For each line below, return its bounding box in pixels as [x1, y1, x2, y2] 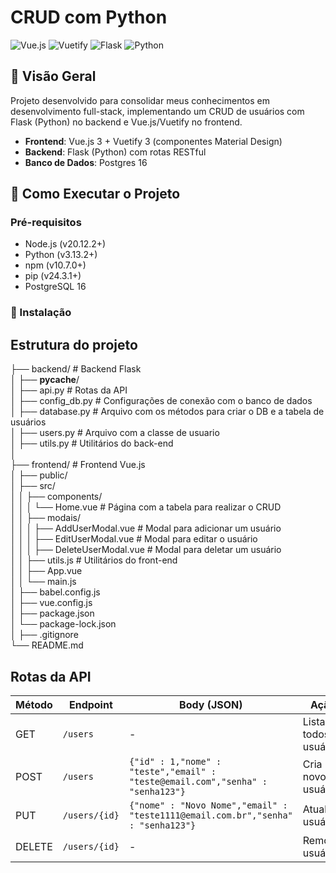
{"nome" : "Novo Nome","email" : [128, 799, 288, 811]
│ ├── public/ [10, 469, 68, 481]
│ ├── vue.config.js [10, 597, 93, 609]
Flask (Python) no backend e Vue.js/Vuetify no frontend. [10, 116, 243, 128]
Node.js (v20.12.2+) [24, 238, 107, 250]
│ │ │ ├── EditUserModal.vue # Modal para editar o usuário [10, 533, 258, 545]
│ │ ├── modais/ [10, 512, 81, 524]
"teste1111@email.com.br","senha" [128, 809, 293, 821]
